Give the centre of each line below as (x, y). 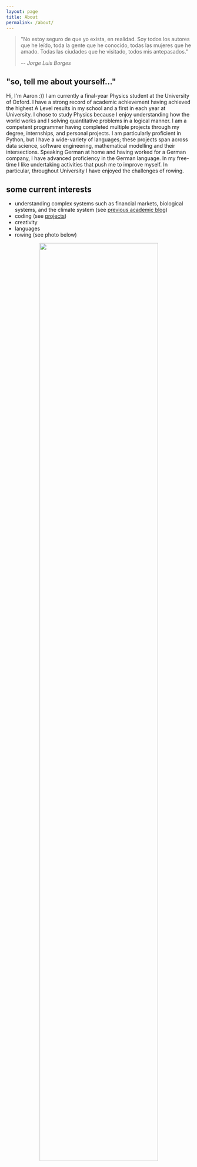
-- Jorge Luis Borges (46, 63)
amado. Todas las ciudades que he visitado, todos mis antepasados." (104, 52)
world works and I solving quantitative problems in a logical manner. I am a (96, 121)
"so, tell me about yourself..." (61, 82)
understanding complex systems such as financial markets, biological (99, 203)
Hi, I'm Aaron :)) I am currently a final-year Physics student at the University (98, 96)
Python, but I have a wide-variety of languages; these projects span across (97, 139)
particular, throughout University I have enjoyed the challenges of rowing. (95, 171)
